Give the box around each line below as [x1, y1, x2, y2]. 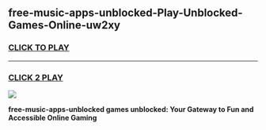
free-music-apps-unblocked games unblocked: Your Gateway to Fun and [8, 104, 254, 113]
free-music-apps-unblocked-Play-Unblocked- [8, 6, 243, 20]
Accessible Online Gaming [8, 113, 97, 122]
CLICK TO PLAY [8, 43, 70, 54]
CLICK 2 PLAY [8, 72, 63, 83]
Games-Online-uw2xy [8, 19, 121, 32]
